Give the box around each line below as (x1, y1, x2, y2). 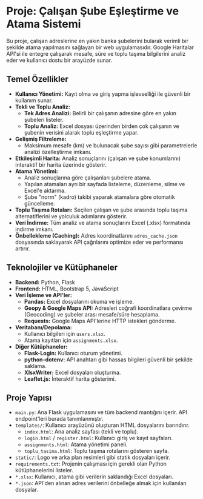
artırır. (15, 244, 30, 252)
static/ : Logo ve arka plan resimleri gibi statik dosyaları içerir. (15, 454, 171, 461)
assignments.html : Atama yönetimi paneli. (24, 441, 128, 448)
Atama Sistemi (6, 17, 81, 31)
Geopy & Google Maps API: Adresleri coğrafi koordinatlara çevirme (24, 304, 193, 312)
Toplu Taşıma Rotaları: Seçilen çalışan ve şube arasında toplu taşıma (15, 206, 188, 213)
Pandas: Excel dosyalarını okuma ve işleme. (24, 298, 135, 305)
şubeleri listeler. (24, 116, 64, 123)
